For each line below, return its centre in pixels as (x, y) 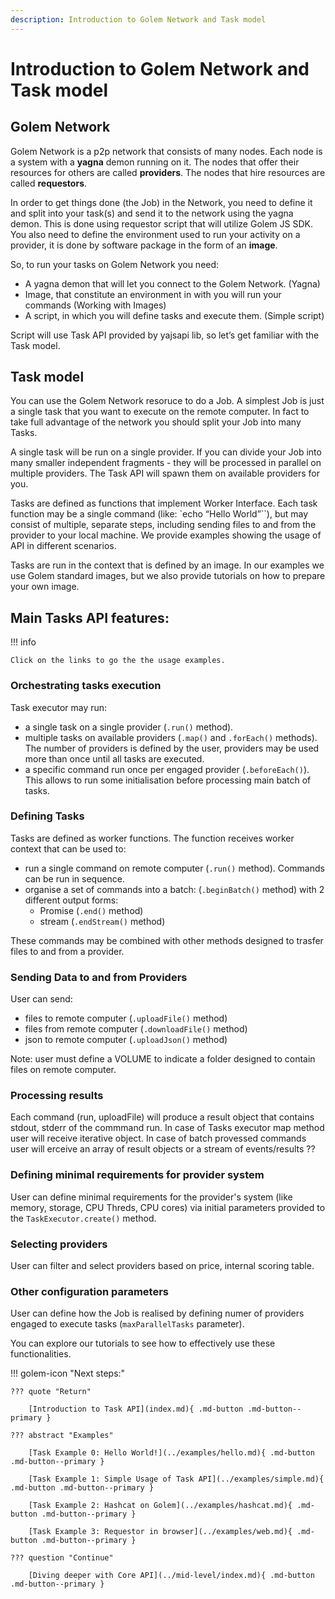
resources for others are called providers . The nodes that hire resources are (168, 172)
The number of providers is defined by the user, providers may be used (172, 748)
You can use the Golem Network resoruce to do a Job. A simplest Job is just (167, 401)
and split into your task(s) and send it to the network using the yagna (152, 213)
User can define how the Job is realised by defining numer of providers (157, 1313)
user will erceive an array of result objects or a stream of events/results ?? (163, 1149)
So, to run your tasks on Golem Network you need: (115, 264)
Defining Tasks (47, 816)
